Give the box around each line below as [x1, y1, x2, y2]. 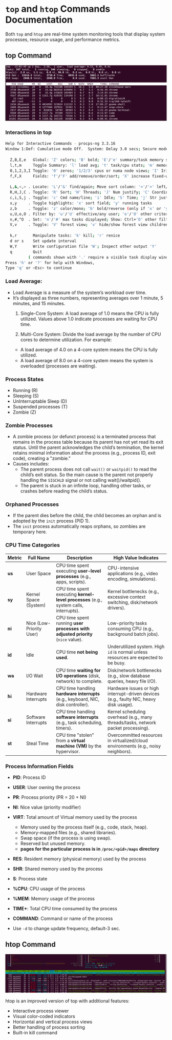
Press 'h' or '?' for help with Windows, [5, 260, 95, 265]
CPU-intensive [107, 565, 139, 571]
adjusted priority [56, 631, 93, 637]
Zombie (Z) [12, 409, 37, 415]
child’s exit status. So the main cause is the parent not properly [20, 472, 154, 478]
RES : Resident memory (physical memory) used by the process [12, 856, 146, 862]
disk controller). [56, 701, 90, 708]
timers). [56, 725, 73, 731]
